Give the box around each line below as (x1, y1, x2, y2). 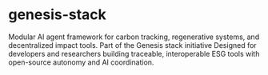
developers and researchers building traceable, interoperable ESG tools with (8, 49, 260, 58)
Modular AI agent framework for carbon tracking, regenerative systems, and (8, 32, 260, 41)
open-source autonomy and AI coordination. (8, 57, 154, 67)
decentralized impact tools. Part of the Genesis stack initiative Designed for (8, 40, 258, 49)
